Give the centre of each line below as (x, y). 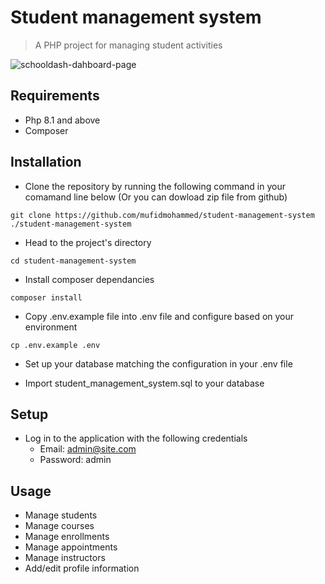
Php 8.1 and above (62, 120)
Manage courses (59, 526)
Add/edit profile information (82, 568)
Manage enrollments (67, 537)
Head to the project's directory (88, 242)
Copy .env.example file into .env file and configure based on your (159, 316)
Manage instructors (65, 558)
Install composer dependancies (89, 279)
